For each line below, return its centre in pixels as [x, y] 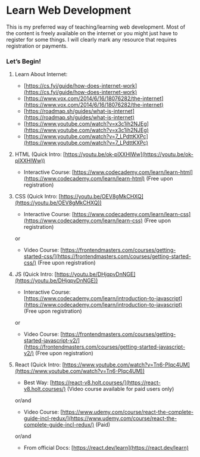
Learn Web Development [69, 10]
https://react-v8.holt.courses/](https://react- [106, 383]
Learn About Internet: [41, 74]
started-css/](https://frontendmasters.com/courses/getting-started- [107, 256]
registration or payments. [37, 46]
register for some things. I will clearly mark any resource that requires [91, 39]
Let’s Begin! [24, 61]
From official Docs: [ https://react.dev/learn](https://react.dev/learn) [106, 448]
